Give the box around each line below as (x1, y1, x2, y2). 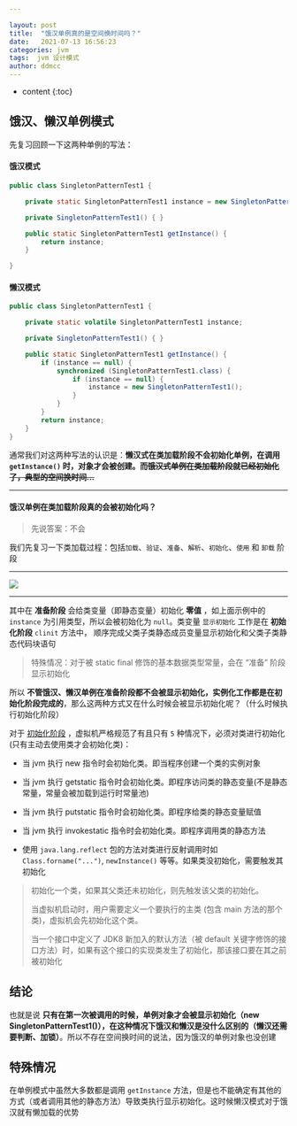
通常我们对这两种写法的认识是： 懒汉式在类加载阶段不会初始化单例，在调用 (9, 449, 280, 460)
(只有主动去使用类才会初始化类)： (9, 738, 132, 749)
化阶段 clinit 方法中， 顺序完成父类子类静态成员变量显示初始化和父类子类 (9, 627, 280, 637)
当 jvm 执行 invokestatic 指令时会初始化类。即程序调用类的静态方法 (21, 825, 266, 836)
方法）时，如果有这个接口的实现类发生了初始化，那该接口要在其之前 (38, 945, 287, 955)
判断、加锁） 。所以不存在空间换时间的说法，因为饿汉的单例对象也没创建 (16, 1031, 277, 1042)
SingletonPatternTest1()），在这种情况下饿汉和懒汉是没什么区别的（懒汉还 (9, 1020, 280, 1031)
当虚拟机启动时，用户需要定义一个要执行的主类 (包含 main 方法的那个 (30, 904, 283, 914)
